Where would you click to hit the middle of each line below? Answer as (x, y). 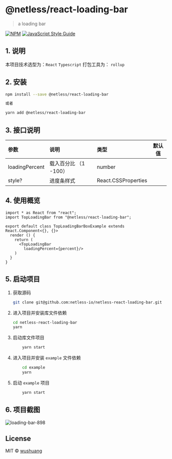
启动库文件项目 (28, 338)
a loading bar (32, 24)
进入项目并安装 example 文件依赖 (47, 358)
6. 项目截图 (23, 410)
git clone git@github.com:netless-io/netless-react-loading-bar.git (87, 302)
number (106, 167)
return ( (24, 240)
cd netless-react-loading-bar (45, 322)
